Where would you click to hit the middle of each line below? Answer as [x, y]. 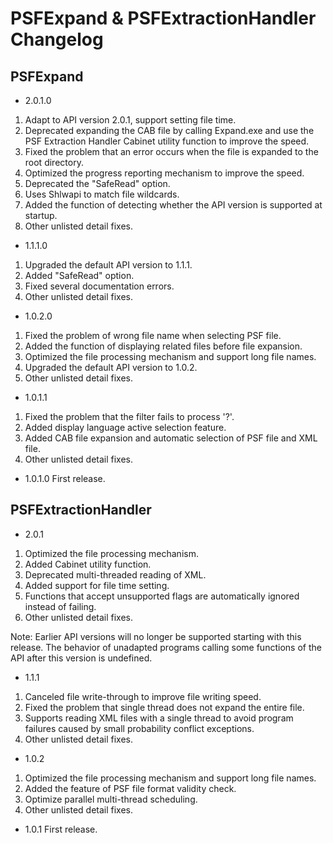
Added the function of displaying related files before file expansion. [163, 346]
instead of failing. [60, 606]
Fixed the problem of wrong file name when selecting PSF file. [153, 335]
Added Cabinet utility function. [88, 564]
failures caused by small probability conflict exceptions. [139, 728]
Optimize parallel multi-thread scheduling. [111, 799]
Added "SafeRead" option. [79, 275]
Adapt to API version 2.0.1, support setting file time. [130, 120]
